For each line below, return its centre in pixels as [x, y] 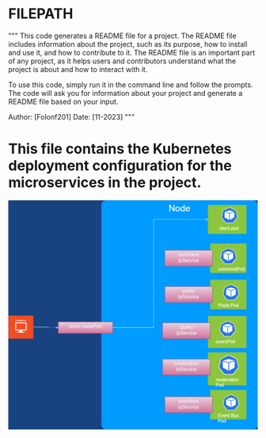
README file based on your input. [63, 101]
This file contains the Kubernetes [120, 149]
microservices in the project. [105, 183]
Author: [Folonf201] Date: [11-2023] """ [72, 116]
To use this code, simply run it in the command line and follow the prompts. [131, 85]
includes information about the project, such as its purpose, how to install [128, 44]
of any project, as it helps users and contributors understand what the [122, 61]
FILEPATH [41, 14]
